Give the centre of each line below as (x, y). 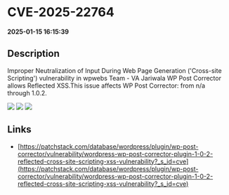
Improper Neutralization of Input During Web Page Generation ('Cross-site (115, 70)
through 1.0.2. (27, 93)
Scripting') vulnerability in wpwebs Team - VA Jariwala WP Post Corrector (114, 78)
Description (33, 54)
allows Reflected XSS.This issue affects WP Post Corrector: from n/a (106, 86)
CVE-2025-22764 (61, 12)
